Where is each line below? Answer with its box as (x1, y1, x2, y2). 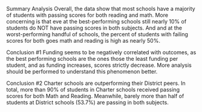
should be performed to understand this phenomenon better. (6, 68, 158, 75)
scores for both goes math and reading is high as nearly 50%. (6, 37, 160, 44)
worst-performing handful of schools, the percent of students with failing (6, 31, 189, 38)
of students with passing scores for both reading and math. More (6, 11, 168, 19)
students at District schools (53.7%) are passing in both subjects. (6, 99, 169, 106)
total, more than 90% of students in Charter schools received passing (6, 86, 180, 93)
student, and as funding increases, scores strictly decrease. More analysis (6, 61, 192, 69)
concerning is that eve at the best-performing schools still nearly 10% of (6, 18, 187, 25)
